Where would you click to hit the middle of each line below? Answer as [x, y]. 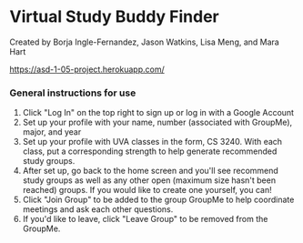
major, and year [52, 132]
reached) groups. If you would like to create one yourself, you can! [147, 190]
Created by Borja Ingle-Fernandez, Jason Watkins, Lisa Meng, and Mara [144, 42]
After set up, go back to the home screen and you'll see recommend [151, 171]
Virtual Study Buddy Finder [115, 17]
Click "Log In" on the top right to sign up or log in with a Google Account [158, 113]
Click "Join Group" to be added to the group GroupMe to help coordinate [158, 200]
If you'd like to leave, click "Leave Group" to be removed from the [145, 219]
